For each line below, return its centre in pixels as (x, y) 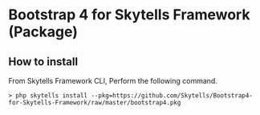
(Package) (43, 32)
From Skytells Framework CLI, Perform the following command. (113, 81)
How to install (43, 62)
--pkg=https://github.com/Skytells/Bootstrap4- (172, 96)
